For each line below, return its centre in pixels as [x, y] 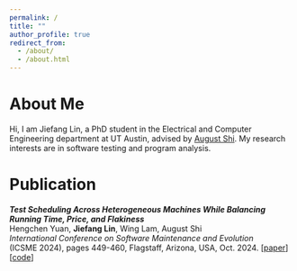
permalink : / [34, 18]
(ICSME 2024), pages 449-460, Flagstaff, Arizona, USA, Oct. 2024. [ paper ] [149, 248]
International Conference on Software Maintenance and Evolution [131, 238]
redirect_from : [38, 43]
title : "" [28, 26]
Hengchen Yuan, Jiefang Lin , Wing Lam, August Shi [106, 228]
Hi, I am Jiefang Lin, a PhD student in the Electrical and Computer [130, 129]
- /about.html [44, 59]
